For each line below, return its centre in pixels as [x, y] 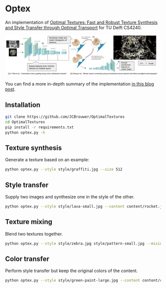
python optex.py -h [25, 132]
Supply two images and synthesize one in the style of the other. [70, 197]
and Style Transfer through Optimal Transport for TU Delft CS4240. [73, 27]
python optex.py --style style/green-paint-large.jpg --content [73, 281]
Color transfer [27, 259]
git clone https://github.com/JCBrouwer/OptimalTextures [65, 117]
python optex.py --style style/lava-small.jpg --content [65, 207]
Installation [23, 105]
